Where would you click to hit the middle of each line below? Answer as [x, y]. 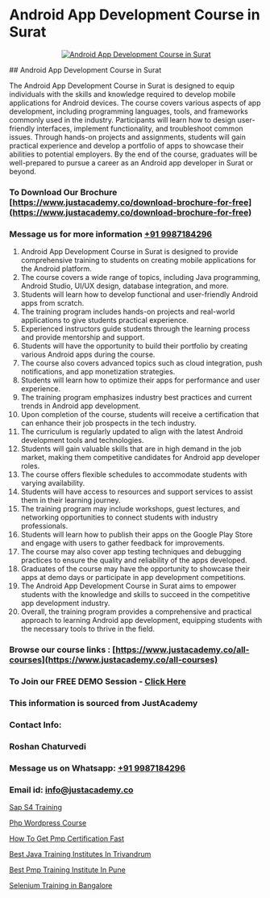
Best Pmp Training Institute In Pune [67, 870]
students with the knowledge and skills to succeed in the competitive [135, 595]
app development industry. [65, 604]
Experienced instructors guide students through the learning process [135, 329]
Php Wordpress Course [48, 823]
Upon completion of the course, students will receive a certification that [140, 415]
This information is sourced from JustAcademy [104, 703]
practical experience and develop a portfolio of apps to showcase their [127, 145]
